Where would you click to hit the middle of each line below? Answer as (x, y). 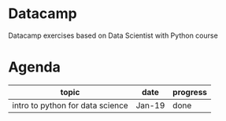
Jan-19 (150, 105)
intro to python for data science (70, 105)
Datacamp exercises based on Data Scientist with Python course (113, 35)
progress (190, 92)
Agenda (34, 67)
